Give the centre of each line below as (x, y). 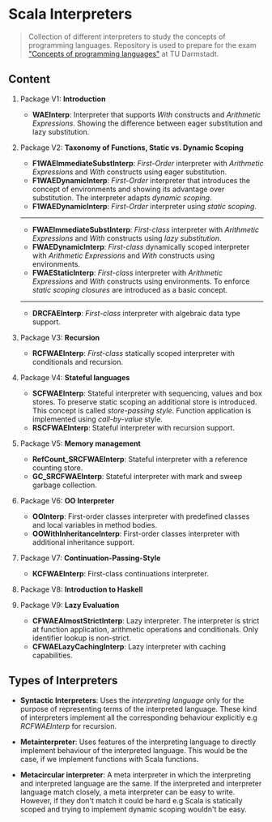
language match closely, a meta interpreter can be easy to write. (127, 792)
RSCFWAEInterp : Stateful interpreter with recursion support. (133, 427)
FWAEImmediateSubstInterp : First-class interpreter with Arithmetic (145, 229)
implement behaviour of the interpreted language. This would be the (134, 750)
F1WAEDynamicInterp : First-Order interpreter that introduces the (141, 180)
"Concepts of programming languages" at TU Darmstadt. (123, 54)
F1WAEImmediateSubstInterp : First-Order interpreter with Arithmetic (148, 163)
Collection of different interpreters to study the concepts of (127, 36)
